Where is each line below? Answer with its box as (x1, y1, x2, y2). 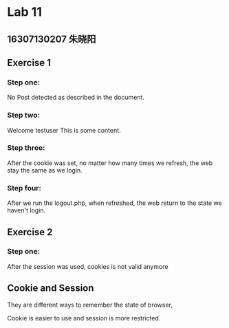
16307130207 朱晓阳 (7, 33, 96, 45)
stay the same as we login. (7, 166, 83, 174)
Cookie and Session (7, 283, 94, 294)
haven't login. (7, 206, 46, 215)
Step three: (7, 143, 45, 153)
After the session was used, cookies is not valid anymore (7, 262, 168, 270)
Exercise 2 (7, 226, 53, 238)
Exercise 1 (7, 56, 52, 69)
